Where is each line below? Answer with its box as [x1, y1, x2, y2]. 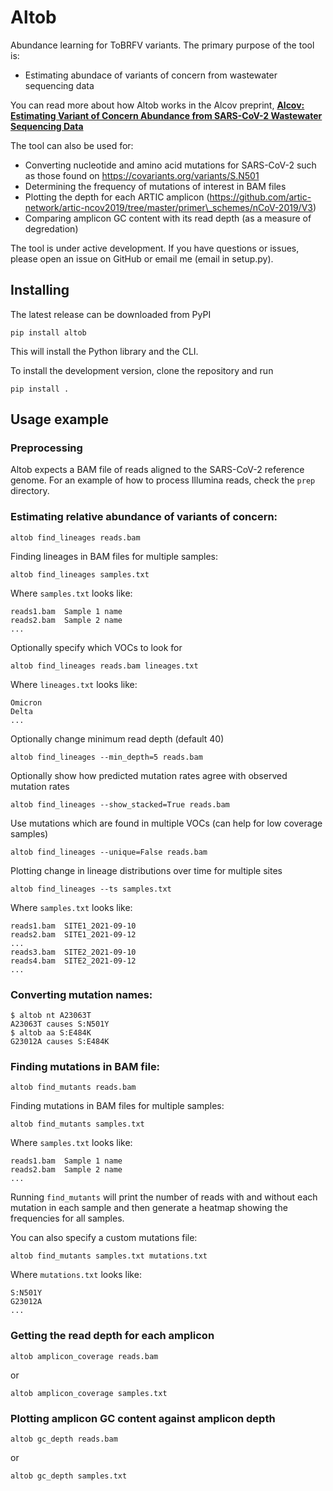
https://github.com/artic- [209, 191, 312, 203]
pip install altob [10, 327, 87, 338]
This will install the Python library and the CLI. [10, 345, 199, 357]
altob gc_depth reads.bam [10, 1434, 118, 1444]
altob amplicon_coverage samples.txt [10, 1388, 168, 1398]
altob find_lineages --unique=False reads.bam [10, 847, 208, 857]
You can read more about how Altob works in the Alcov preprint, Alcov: [10, 99, 305, 111]
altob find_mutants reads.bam [10, 1082, 137, 1093]
